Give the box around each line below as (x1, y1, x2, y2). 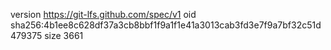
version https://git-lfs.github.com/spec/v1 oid (10, 9, 197, 20)
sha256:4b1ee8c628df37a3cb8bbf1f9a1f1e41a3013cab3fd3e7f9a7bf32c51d (10, 19, 322, 31)
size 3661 (44, 30, 84, 41)
